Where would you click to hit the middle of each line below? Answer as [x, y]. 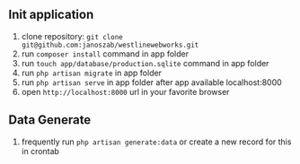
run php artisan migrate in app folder [92, 73]
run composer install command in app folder [105, 54]
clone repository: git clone [72, 36]
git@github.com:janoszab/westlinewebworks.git [110, 45]
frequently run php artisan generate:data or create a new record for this [156, 142]
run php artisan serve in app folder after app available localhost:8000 [151, 82]
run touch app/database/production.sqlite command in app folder [145, 63]
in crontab [40, 151]
